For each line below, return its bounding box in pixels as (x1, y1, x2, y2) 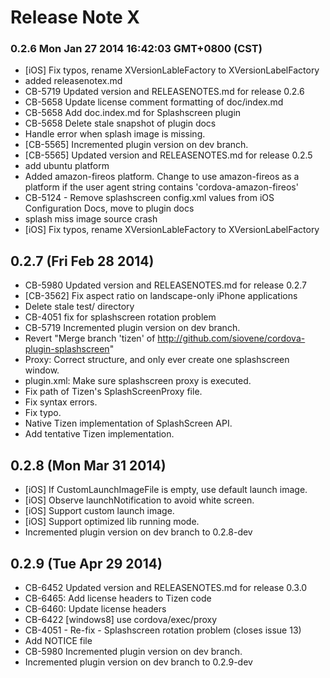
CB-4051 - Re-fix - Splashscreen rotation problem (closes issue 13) (24, 624, 302, 636)
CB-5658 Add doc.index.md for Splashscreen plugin (24, 107, 242, 119)
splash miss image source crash (24, 213, 158, 225)
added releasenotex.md (24, 75, 123, 87)
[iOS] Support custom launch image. (24, 505, 175, 517)
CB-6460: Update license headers (24, 602, 167, 615)
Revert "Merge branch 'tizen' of (24, 332, 156, 345)
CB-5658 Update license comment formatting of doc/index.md (24, 96, 284, 108)
